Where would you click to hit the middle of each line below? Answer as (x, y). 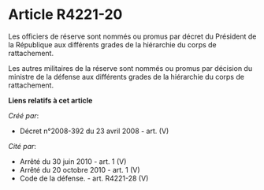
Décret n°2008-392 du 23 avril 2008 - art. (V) (94, 131)
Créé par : (24, 115)
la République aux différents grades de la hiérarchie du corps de (112, 44)
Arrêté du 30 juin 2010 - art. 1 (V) (73, 161)
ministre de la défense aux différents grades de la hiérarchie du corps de (126, 76)
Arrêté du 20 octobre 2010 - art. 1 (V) (80, 170)
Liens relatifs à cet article (50, 100)
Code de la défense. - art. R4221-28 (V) (84, 178)
